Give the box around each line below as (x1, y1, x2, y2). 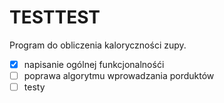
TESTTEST (9, 6, 101, 29)
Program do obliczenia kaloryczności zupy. (9, 39, 187, 51)
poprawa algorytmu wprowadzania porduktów (23, 70, 215, 81)
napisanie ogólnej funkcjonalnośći (23, 58, 165, 70)
